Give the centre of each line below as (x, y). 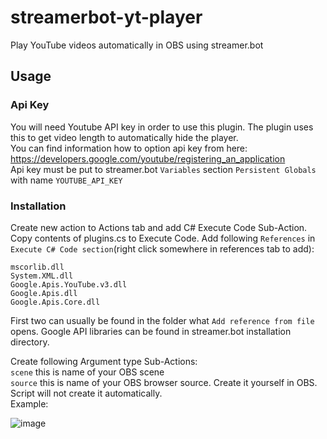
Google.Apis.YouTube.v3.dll (69, 284)
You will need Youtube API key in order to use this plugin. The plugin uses (162, 127)
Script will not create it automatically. (86, 393)
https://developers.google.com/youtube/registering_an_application (148, 158)
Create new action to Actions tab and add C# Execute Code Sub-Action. (159, 227)
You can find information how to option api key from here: (129, 148)
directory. (30, 342)
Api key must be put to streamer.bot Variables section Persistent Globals (163, 169)
